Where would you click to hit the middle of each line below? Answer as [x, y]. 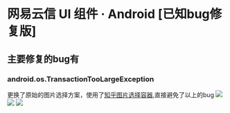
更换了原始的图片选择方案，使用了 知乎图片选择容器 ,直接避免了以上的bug [111, 94]
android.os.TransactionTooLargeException [81, 79]
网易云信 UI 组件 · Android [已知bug [108, 14]
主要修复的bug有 [43, 59]
